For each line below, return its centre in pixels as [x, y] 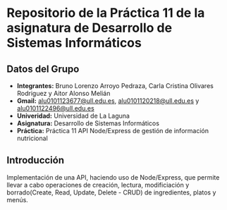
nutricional [32, 138]
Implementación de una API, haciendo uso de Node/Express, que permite [113, 177]
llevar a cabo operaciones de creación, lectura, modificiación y [98, 185]
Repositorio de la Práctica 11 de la [106, 13]
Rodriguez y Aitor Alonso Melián [63, 93]
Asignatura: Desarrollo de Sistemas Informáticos [88, 123]
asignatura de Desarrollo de [90, 28]
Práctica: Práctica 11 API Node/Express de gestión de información [113, 131]
